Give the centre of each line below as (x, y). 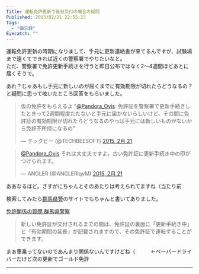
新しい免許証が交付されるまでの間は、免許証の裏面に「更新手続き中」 (106, 224)
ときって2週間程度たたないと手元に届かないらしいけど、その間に (105, 114)
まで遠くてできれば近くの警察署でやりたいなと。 (66, 59)
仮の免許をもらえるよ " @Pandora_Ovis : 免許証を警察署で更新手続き (103, 106)
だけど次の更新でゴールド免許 (53, 259)
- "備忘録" (23, 28)
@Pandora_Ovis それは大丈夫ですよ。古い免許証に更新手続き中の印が (105, 154)
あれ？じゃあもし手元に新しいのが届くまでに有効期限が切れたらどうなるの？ (99, 86)
